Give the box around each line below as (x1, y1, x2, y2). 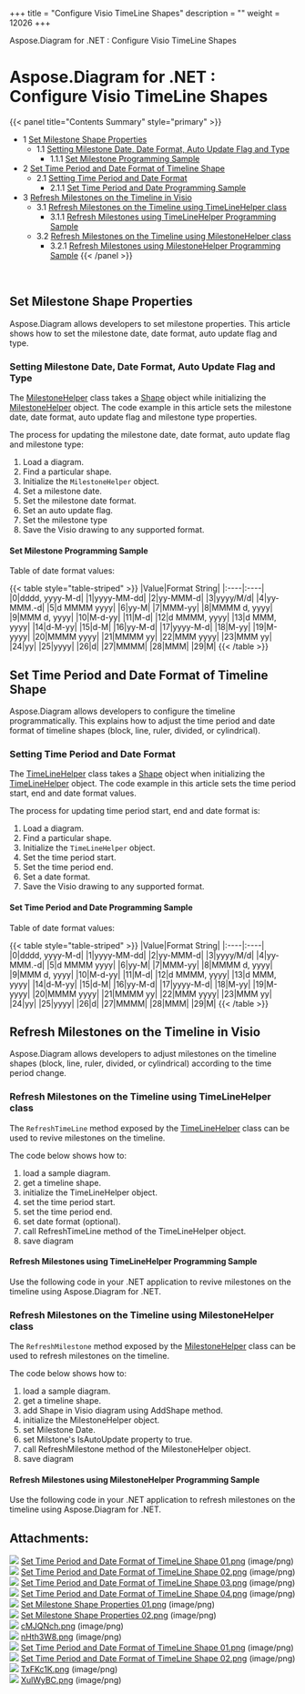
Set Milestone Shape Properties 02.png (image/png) (20, 1610, 217, 1621)
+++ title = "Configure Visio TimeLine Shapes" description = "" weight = (9, 8, 280, 18)
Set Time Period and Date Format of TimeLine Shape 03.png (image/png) (20, 1577, 296, 1588)
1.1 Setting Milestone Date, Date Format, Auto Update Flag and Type (36, 143, 290, 154)
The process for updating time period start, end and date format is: (9, 806, 261, 817)
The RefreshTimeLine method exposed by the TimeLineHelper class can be (9, 1122, 290, 1133)
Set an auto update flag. (22, 505, 114, 516)
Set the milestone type (22, 514, 107, 526)
